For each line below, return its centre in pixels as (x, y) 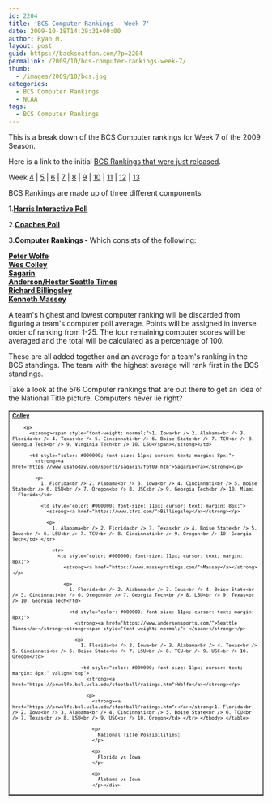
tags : (17, 106)
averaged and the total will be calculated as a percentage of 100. (116, 341)
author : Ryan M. (36, 39)
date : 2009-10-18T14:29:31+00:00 (65, 31)
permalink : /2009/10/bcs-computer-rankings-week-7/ (97, 62)
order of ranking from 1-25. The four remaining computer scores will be (127, 332)
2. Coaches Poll (34, 225)
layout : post (30, 46)
